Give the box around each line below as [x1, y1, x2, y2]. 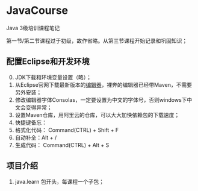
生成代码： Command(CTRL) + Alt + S [14, 141, 110, 148]
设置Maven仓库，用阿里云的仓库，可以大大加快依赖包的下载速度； [14, 111, 180, 118]
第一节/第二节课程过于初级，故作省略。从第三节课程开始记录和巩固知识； [6, 37, 188, 44]
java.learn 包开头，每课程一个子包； [14, 178, 104, 185]
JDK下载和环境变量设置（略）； [14, 74, 92, 81]
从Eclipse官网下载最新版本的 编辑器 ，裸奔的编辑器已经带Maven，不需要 [14, 81, 193, 88]
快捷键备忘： [14, 119, 47, 126]
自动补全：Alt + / [14, 134, 57, 141]
